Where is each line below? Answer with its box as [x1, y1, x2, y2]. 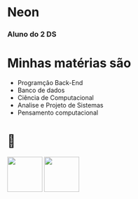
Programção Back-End [17, 79, 83, 87]
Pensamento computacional [17, 108, 99, 117]
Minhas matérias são [7, 56, 132, 71]
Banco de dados [17, 86, 65, 95]
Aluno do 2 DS [7, 30, 57, 39]
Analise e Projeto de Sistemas [17, 101, 104, 110]
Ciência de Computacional [17, 94, 95, 102]
